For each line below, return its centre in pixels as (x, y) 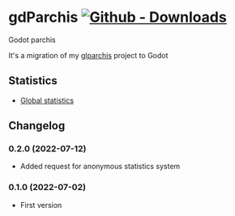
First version (41, 205)
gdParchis (43, 17)
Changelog (37, 126)
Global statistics (47, 100)
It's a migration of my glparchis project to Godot (88, 55)
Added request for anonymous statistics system (100, 167)
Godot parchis (32, 40)
